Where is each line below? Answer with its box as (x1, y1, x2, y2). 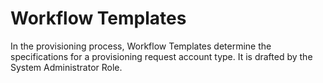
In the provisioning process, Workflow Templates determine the (10, 40, 272, 52)
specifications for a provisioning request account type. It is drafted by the (10, 50, 313, 62)
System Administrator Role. (10, 61, 123, 73)
